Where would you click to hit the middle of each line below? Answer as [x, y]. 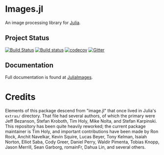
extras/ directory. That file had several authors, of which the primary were [80, 116]
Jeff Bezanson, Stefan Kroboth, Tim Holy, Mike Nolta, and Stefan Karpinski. [81, 121]
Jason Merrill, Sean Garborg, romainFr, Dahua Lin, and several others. [75, 147]
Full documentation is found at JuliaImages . [49, 77]
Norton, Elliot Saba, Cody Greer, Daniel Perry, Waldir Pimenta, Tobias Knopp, [82, 142]
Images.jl [24, 9]
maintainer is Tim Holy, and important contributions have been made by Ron [82, 131]
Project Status [27, 38]
